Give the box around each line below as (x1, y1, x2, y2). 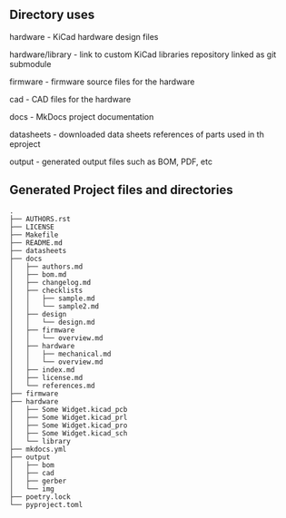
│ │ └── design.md (9, 318, 95, 327)
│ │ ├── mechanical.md (9, 349, 112, 358)
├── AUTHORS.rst (9, 214, 71, 223)
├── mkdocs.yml (9, 445, 67, 454)
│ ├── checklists (9, 286, 84, 295)
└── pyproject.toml (9, 500, 84, 509)
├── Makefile (9, 230, 59, 239)
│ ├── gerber (9, 476, 67, 485)
